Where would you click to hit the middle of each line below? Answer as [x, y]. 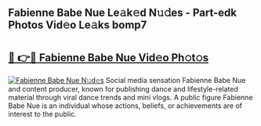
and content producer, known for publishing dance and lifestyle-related [123, 89]
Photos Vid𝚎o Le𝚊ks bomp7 [78, 25]
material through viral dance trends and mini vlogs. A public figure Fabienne [130, 97]
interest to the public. [42, 114]
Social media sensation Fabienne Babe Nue [176, 80]
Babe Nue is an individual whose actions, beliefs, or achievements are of [125, 106]
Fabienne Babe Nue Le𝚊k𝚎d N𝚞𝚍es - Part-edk [123, 13]
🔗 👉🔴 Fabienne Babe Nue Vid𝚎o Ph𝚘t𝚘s [109, 58]
